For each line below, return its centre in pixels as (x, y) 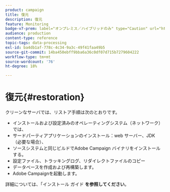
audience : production (28, 33)
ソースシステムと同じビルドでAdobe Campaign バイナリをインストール (87, 148)
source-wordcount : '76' (30, 62)
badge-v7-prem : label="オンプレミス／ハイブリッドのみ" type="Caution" (76, 29)
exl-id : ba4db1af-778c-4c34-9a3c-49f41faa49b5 (55, 47)
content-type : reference (31, 38)
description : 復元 (24, 19)
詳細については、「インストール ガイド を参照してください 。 (67, 184)
